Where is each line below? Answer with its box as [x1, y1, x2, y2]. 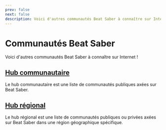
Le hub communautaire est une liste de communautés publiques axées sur [5, 82, 157, 87]
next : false [5, 12, 30, 17]
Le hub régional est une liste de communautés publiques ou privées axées [5, 114, 157, 120]
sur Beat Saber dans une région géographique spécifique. [5, 119, 124, 125]
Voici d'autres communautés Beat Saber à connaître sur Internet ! [5, 54, 138, 60]
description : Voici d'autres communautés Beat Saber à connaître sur [5, 16, 152, 21]
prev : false [5, 7, 30, 12]
